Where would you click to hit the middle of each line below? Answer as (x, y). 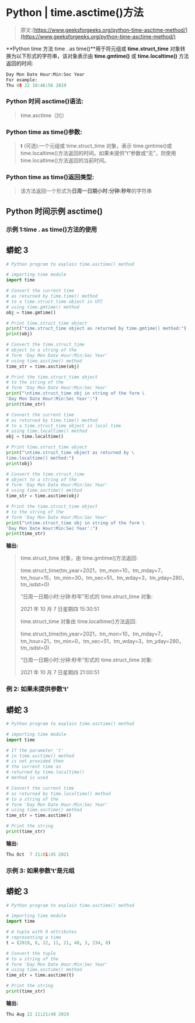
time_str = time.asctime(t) (40, 975)
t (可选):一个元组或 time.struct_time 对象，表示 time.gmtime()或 (96, 146)
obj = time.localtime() (35, 437)
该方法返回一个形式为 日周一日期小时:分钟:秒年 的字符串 (86, 191)
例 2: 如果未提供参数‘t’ (37, 689)
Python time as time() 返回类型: (50, 177)
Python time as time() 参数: (44, 132)
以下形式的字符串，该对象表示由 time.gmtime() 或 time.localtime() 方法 (102, 56)
